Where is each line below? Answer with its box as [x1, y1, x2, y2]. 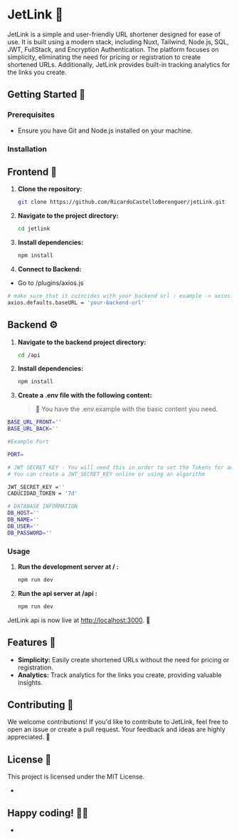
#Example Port [7, 438, 50, 446]
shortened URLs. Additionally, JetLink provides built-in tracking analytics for [7, 60, 230, 68]
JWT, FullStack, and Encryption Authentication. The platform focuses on [7, 45, 219, 53]
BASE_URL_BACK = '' [7, 426, 59, 433]
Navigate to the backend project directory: [17, 338, 147, 346]
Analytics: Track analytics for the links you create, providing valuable [17, 670, 222, 679]
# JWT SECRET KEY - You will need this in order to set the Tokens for [7, 463, 224, 471]
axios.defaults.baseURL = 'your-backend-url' [7, 299, 144, 306]
